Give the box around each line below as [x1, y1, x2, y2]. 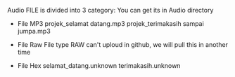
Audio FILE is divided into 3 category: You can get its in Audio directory [7, 6, 214, 14]
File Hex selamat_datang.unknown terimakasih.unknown [17, 62, 181, 69]
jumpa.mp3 [17, 27, 51, 35]
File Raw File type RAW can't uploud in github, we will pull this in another [17, 41, 229, 48]
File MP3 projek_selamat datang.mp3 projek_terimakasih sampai [17, 20, 204, 27]
